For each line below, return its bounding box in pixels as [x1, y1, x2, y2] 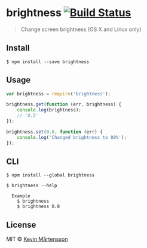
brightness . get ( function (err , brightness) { [6, 101, 121, 107]
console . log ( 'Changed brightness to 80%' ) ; [17, 134, 127, 140]
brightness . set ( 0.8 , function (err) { [6, 129, 103, 135]
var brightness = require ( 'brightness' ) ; [6, 91, 111, 97]
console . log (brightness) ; [17, 107, 82, 113]
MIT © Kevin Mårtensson [6, 235, 68, 243]
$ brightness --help [6, 182, 58, 189]
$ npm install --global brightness [6, 172, 95, 178]
